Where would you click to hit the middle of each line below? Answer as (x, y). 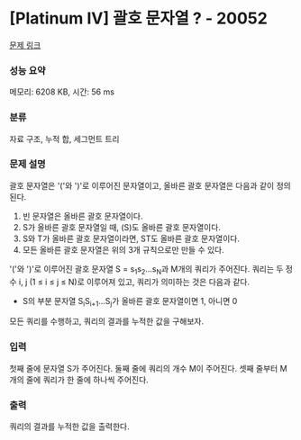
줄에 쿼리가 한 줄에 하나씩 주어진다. (87, 380)
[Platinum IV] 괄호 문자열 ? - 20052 (138, 18)
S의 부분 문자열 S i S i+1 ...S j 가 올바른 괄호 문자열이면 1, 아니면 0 (130, 302)
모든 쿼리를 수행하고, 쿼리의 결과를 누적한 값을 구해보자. (107, 321)
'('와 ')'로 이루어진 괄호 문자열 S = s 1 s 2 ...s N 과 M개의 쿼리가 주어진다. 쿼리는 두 (146, 269)
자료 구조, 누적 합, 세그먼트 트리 (64, 139)
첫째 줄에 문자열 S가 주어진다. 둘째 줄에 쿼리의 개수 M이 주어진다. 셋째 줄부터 (144, 368)
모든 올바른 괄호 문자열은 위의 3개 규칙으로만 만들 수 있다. (123, 249)
